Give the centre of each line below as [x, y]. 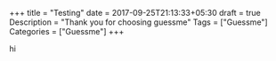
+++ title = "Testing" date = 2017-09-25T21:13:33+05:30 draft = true [135, 13]
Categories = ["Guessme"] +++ [67, 31]
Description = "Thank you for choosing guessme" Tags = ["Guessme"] [139, 22]
